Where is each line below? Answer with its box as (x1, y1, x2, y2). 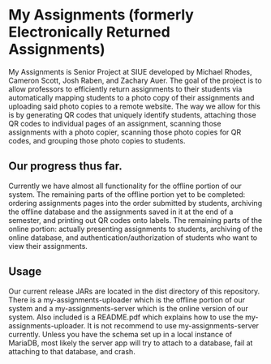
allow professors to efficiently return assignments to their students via (8, 84, 243, 94)
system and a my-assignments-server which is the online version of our (8, 303, 249, 313)
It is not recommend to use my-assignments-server (87, 320, 260, 330)
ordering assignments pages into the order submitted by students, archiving (8, 198, 262, 208)
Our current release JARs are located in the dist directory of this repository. (8, 286, 260, 296)
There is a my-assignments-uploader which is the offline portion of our (8, 294, 246, 305)
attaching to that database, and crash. (8, 346, 135, 356)
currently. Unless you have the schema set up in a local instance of (8, 329, 233, 339)
